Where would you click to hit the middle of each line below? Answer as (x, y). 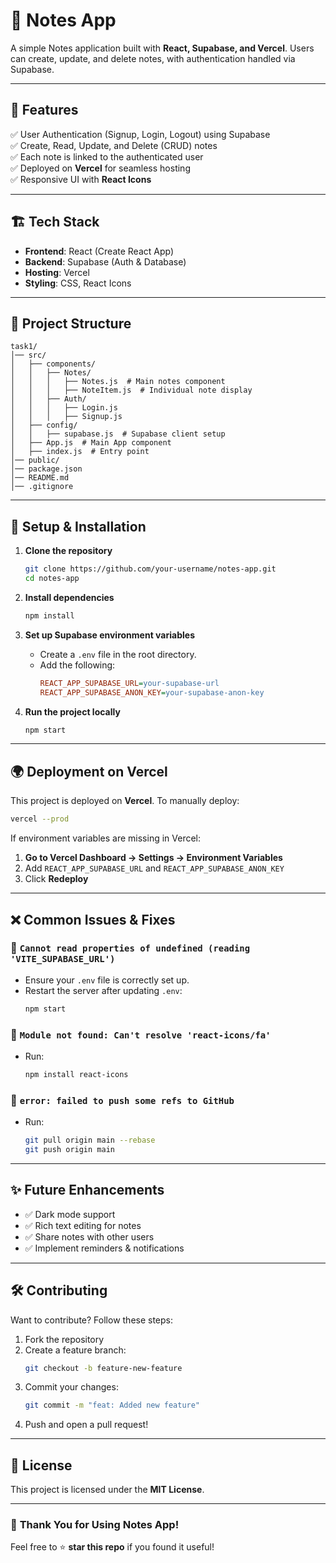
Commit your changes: (71, 1387)
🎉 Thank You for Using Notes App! (95, 1525)
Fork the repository (64, 1339)
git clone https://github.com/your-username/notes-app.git (150, 569)
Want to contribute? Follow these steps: (92, 1320)
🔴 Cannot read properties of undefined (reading (130, 948)
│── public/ (35, 460)
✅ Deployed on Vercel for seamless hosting (100, 168)
